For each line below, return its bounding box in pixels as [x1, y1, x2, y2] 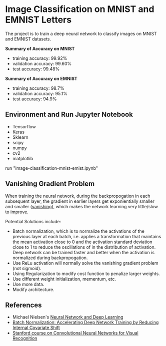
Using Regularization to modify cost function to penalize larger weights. [12, 271, 160, 277]
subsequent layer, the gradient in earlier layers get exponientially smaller [5, 198, 155, 204]
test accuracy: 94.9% [12, 96, 57, 102]
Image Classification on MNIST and [5, 3, 154, 15]
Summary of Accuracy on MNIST [5, 45, 75, 51]
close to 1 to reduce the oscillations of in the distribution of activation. [12, 244, 156, 250]
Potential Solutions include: [5, 218, 61, 224]
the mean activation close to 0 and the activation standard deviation [12, 239, 152, 245]
